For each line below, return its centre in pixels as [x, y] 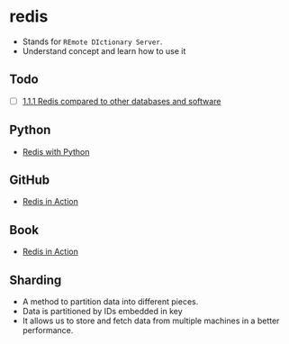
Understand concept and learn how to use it [104, 50]
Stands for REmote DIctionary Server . [92, 41]
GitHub [30, 181]
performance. [48, 330]
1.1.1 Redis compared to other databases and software [122, 101]
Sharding [36, 280]
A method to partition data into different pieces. [110, 302]
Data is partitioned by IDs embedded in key [102, 312]
